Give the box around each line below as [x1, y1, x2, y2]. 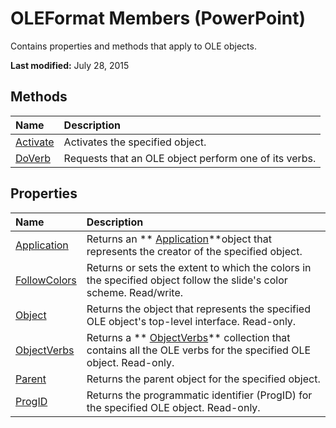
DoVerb [15, 151, 51, 165]
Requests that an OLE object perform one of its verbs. [63, 151, 317, 165]
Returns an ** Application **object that [86, 232, 272, 246]
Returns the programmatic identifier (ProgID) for [86, 388, 313, 402]
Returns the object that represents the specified [86, 302, 311, 316]
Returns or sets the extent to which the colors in [86, 260, 312, 274]
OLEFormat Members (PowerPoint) [10, 7, 306, 30]
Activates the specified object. [63, 135, 207, 149]
